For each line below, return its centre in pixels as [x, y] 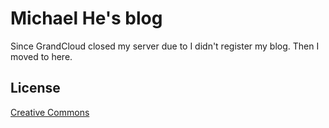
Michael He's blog [86, 18]
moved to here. [41, 56]
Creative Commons [50, 112]
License [35, 88]
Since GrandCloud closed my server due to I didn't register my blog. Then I [165, 46]
